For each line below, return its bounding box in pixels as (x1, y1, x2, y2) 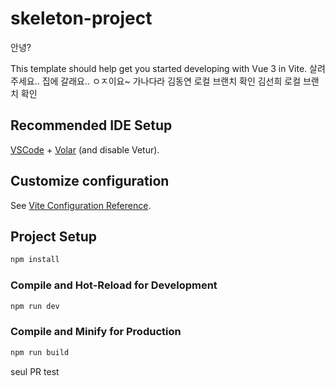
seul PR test (10, 365, 60, 377)
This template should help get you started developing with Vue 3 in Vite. (10, 62, 308, 74)
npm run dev (10, 301, 60, 311)
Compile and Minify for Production (10, 325, 182, 339)
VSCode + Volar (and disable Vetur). (10, 143, 160, 156)
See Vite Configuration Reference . (10, 199, 152, 211)
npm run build (10, 347, 70, 357)
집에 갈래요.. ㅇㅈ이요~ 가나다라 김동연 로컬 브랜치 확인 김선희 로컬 (41, 75, 302, 87)
